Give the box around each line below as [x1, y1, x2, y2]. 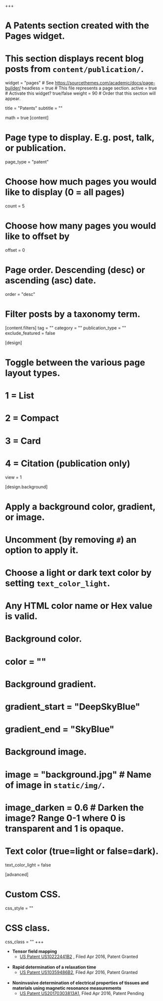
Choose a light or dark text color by [5, 567, 152, 578]
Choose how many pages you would [5, 220, 157, 232]
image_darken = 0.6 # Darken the [5, 802, 144, 813]
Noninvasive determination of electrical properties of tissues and [12, 980, 149, 986]
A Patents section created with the [5, 20, 149, 31]
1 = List [5, 390, 34, 401]
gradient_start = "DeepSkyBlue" [5, 701, 140, 712]
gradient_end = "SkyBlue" [5, 724, 115, 735]
